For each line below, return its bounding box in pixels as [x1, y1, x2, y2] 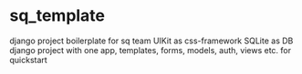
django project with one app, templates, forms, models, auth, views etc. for [9, 44, 292, 55]
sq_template [9, 5, 106, 26]
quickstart [9, 54, 47, 65]
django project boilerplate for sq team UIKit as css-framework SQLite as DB [9, 35, 294, 46]
